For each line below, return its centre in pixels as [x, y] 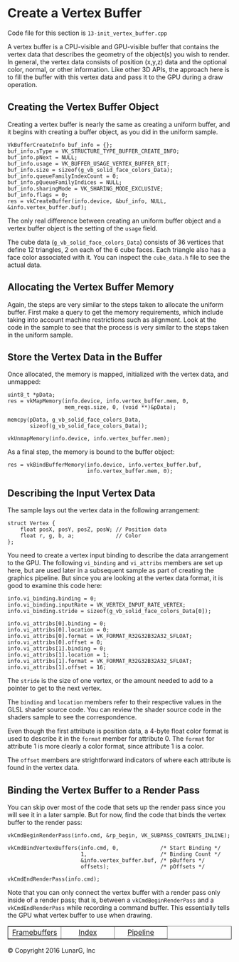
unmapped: [24, 382]
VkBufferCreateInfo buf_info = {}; [60, 145]
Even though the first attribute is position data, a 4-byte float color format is [118, 731]
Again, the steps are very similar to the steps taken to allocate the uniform [116, 304]
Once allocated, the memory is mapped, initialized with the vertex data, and [118, 374]
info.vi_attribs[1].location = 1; [59, 655]
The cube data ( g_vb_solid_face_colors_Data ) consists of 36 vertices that [116, 242]
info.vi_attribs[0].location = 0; [59, 630]
